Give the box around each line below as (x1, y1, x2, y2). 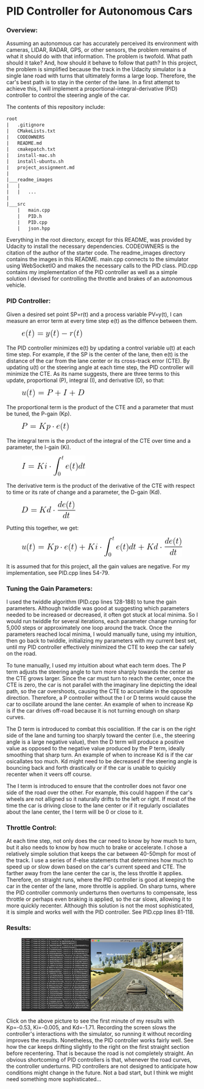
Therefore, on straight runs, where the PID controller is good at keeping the (6, 876, 195, 884)
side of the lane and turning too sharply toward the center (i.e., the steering (6, 732, 195, 739)
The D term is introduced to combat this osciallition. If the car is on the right (6, 725, 196, 733)
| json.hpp (17, 225, 51, 232)
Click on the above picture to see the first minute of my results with (6, 1017, 175, 1024)
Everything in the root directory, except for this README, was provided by (6, 236, 192, 244)
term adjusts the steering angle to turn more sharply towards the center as (6, 668, 193, 675)
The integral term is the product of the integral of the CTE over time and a (6, 437, 191, 444)
